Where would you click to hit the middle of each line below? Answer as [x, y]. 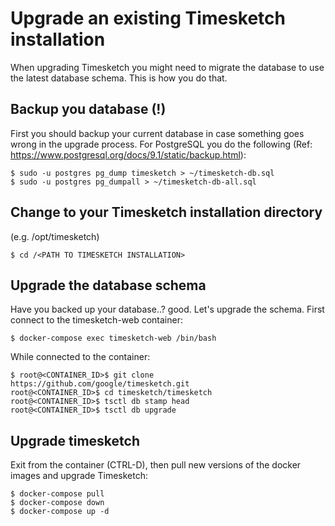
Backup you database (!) [88, 109]
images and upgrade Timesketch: [79, 476]
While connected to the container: [80, 357]
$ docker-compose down [57, 503]
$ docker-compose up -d [60, 512]
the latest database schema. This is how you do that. [119, 78]
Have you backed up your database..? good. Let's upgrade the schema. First [167, 309]
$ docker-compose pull [57, 494]
